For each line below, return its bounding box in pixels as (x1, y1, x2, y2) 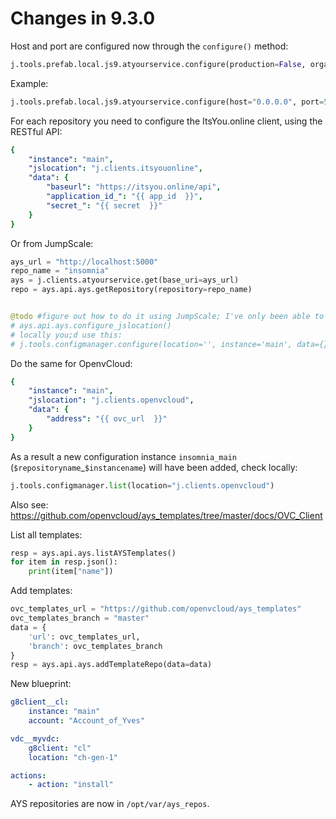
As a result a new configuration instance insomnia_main (10, 450, 237, 462)
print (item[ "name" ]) (28, 567, 114, 577)
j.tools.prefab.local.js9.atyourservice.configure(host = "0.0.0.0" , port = (10, 97, 325, 107)
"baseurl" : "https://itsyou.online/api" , (46, 182, 222, 192)
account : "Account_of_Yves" (28, 716, 145, 726)
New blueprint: (10, 678, 72, 690)
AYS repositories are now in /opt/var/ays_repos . (10, 798, 210, 810)
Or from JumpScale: (10, 237, 94, 249)
